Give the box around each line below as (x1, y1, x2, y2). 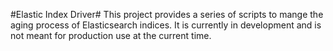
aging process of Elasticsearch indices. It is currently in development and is (10, 19, 322, 31)
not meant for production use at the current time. (10, 30, 212, 41)
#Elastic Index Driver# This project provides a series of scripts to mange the (10, 9, 324, 20)
